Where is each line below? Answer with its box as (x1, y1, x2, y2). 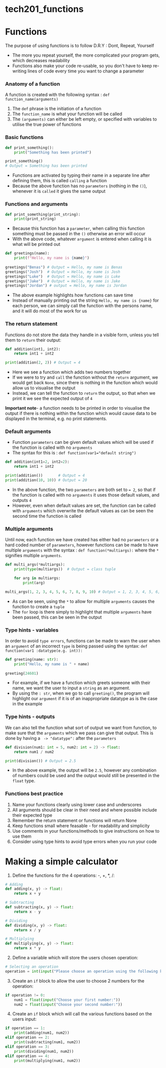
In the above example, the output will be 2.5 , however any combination (12, 767, 157, 773)
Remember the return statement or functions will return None (12, 817, 137, 823)
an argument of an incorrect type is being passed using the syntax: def (5, 643, 148, 649)
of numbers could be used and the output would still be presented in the (12, 773, 160, 779)
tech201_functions (5, 3, 84, 15)
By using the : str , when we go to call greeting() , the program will (12, 690, 150, 696)
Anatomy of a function (5, 80, 60, 87)
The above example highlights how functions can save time (12, 292, 133, 298)
